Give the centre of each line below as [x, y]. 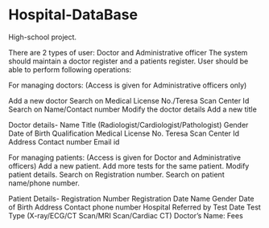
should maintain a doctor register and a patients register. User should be [128, 61]
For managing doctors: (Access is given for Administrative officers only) [128, 85]
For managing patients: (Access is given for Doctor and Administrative [125, 157]
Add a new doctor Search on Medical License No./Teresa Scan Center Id [129, 100]
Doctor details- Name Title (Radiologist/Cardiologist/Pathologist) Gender [128, 124]
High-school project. [43, 37]
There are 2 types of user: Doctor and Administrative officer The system [128, 52]
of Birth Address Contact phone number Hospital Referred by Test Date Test [135, 207]
